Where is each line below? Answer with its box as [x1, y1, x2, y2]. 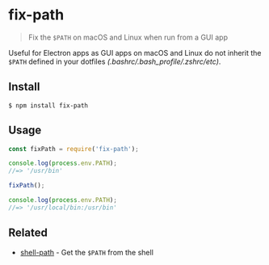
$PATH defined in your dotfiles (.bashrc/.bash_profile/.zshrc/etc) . [8, 57, 221, 66]
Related [8, 226, 48, 240]
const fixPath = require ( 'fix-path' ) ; [8, 145, 139, 153]
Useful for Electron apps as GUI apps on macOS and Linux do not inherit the [8, 48, 262, 57]
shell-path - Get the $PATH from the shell [19, 247, 153, 257]
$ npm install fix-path [8, 101, 89, 110]
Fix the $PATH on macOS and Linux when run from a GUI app [27, 32, 229, 42]
